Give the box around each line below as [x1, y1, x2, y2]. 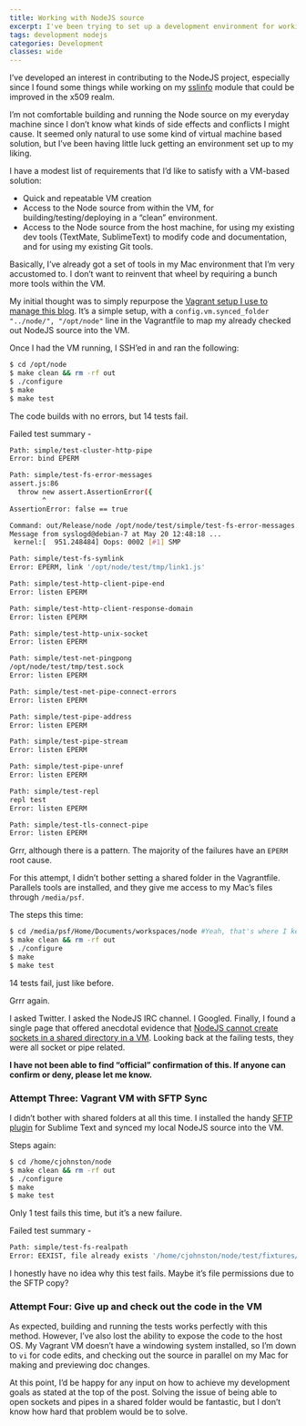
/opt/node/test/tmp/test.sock [9, 662, 125, 672]
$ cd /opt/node [9, 361, 67, 370]
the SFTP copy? [9, 1278, 69, 1288]
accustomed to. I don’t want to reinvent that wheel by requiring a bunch [9, 269, 278, 280]
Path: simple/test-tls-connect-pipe [9, 820, 148, 830]
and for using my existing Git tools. [22, 241, 153, 252]
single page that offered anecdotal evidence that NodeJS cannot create [9, 1022, 279, 1034]
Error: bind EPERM [9, 454, 79, 463]
